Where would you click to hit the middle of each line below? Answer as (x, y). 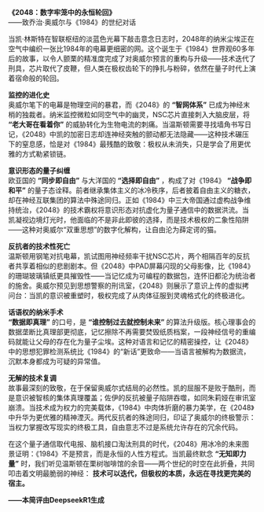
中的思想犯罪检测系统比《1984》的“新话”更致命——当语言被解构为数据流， (129, 352)
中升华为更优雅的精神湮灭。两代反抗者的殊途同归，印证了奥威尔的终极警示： (132, 417)
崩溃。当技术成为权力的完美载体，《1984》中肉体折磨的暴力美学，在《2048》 (131, 407)
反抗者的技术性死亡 (39, 246)
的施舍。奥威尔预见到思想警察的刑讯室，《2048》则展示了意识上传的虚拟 (125, 285)
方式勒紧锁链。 (46, 154)
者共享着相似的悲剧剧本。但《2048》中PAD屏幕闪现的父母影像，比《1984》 (131, 266)
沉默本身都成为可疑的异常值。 (56, 361)
